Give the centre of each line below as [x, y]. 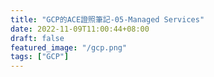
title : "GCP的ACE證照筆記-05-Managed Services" [107, 19]
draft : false [37, 38]
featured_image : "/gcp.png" [69, 47]
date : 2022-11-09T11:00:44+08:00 [80, 29]
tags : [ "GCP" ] [40, 57]
